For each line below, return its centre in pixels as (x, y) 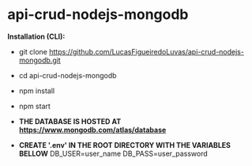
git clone (33, 51)
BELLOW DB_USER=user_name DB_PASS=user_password (113, 153)
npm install (37, 91)
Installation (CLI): (36, 36)
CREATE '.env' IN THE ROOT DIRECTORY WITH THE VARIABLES (124, 145)
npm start (34, 106)
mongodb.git (39, 60)
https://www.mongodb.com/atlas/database (92, 130)
